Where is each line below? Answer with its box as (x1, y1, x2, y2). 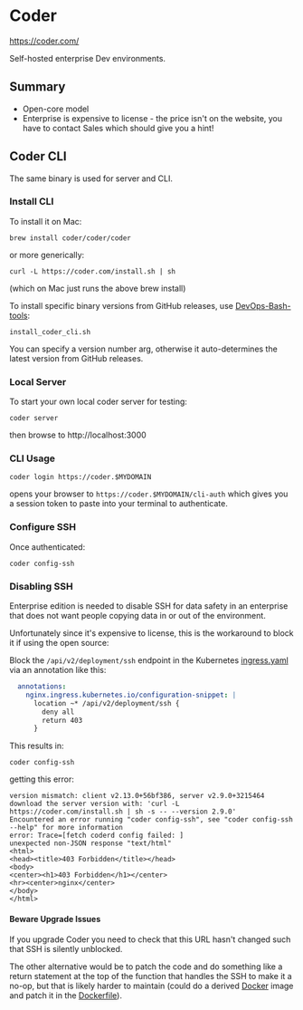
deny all (42, 707, 75, 717)
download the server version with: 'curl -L (9, 799, 180, 809)
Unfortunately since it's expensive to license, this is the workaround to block (9, 628, 294, 639)
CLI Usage (9, 452, 56, 465)
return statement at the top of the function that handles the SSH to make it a (9, 970, 292, 981)
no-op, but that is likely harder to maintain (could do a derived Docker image (9, 980, 294, 991)
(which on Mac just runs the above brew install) (9, 283, 186, 293)
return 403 (42, 716, 83, 725)
